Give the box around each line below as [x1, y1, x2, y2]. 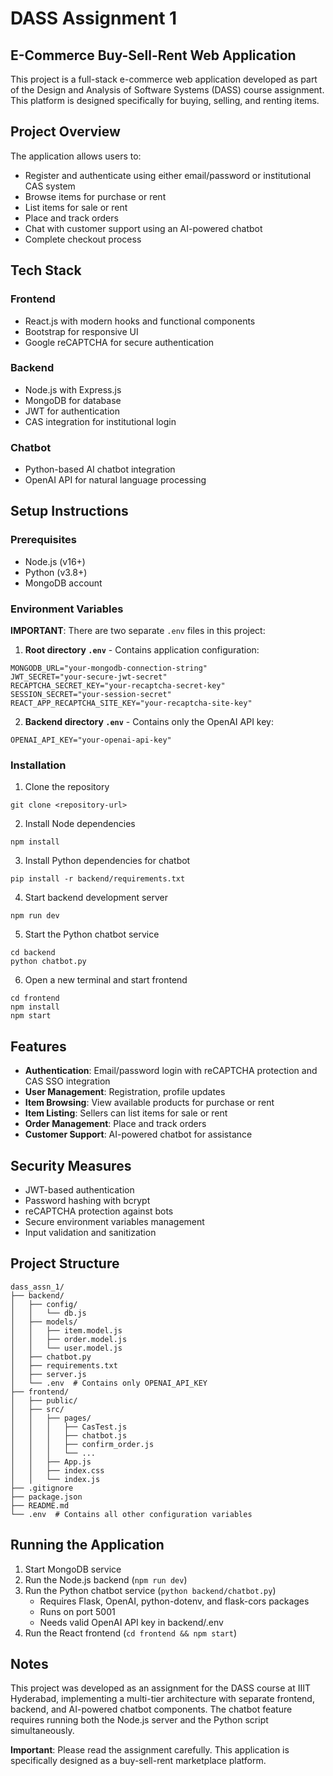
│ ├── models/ [10, 1317, 78, 1327]
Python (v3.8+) [24, 566, 88, 578]
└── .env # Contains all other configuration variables [10, 1509, 253, 1519]
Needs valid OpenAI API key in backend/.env [39, 1616, 224, 1628]
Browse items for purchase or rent [24, 190, 167, 202]
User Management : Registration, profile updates [24, 1086, 226, 1098]
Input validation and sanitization [24, 1227, 157, 1238]
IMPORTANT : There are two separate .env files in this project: [10, 625, 266, 637]
